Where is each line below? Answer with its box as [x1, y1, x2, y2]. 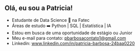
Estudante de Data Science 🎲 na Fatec [11, 17, 90, 23]
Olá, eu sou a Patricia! [4, 4, 73, 12]
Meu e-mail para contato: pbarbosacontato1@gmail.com [11, 35, 126, 41]
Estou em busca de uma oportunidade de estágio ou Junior [11, 30, 133, 36]
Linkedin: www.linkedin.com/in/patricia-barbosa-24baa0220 [11, 40, 135, 46]
